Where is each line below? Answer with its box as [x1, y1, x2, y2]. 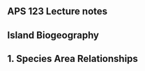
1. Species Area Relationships [7, 53, 138, 65]
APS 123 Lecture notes [7, 6, 108, 17]
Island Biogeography [7, 29, 100, 41]
